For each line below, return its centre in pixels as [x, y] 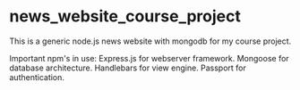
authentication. [37, 77]
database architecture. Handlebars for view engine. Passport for [128, 68]
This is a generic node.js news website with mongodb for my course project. [150, 41]
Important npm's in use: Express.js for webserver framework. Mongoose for [149, 58]
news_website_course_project [125, 16]
